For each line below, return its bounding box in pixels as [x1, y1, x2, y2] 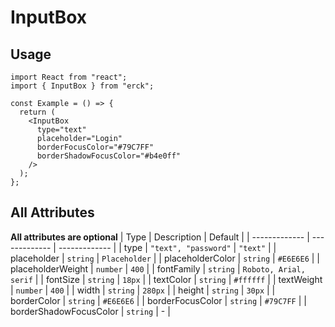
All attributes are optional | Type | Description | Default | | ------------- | [10, 231, 310, 243]
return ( [19, 107, 56, 117]
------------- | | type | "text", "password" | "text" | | [58, 241, 277, 253]
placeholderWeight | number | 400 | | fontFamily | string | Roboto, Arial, [10, 262, 306, 275]
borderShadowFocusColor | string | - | [10, 305, 171, 317]
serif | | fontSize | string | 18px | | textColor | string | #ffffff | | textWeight [10, 273, 323, 285]
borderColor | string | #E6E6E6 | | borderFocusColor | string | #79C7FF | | [10, 294, 307, 306]
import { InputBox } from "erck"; [10, 81, 155, 91]
